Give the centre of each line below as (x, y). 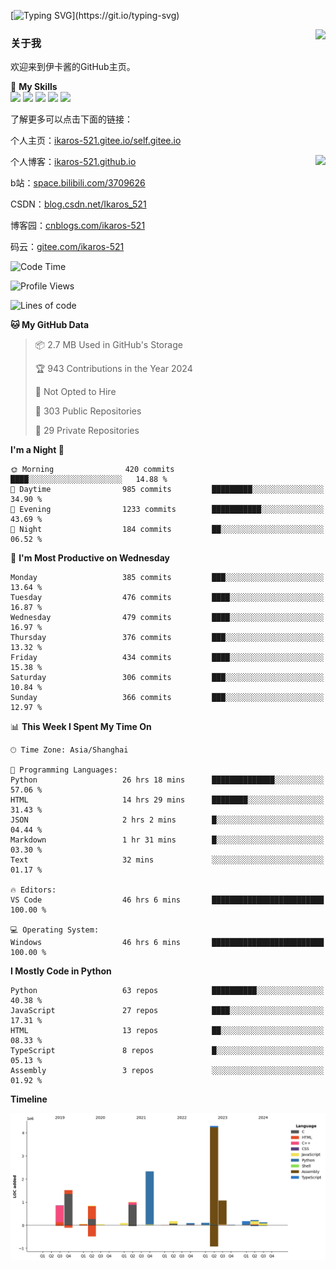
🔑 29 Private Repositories (87, 431)
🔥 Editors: (33, 890)
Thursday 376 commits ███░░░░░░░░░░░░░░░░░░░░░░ (167, 638)
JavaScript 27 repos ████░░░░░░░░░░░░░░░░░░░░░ (167, 1011)
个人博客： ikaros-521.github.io (73, 162)
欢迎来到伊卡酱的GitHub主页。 (73, 67)
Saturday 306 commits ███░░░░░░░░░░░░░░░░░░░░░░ (167, 678)
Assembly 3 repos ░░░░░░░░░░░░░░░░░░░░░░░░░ (167, 1071)
